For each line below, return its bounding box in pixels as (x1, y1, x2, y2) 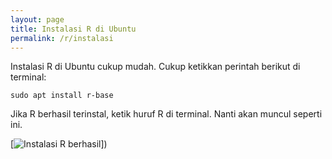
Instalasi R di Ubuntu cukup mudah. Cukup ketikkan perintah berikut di (10, 61, 301, 73)
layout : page (10, 14, 65, 25)
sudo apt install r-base (10, 91, 114, 101)
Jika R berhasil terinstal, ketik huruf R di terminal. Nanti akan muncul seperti (10, 108, 323, 120)
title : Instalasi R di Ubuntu (10, 24, 137, 34)
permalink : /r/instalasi (10, 33, 114, 43)
